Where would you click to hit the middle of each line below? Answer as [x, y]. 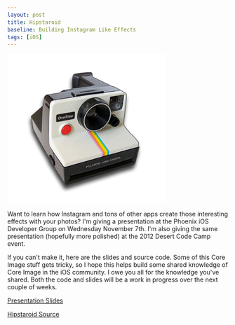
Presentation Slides [35, 300]
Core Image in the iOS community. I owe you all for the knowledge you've [113, 272]
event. [16, 244]
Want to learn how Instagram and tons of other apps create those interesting [118, 214]
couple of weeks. [32, 287]
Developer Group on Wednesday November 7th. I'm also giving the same [113, 229]
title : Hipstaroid [34, 22]
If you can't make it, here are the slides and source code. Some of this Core [116, 257]
